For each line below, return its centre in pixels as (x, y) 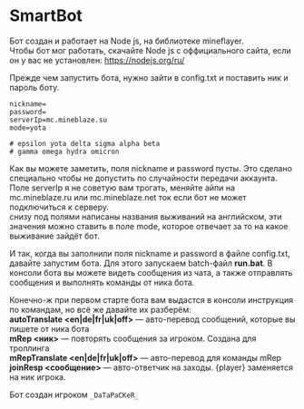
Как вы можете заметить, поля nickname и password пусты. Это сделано (151, 168)
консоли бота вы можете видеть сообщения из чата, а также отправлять (151, 272)
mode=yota (28, 128)
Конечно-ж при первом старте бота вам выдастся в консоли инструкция (151, 299)
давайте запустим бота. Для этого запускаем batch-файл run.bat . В (141, 263)
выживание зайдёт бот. (54, 236)
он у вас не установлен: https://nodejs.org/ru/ (97, 60)
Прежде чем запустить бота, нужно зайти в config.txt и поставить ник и (149, 77)
